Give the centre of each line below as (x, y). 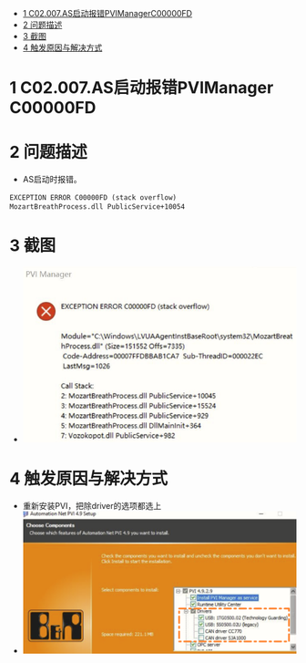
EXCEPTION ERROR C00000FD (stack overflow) (93, 198)
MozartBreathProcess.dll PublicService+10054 (97, 207)
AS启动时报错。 (52, 180)
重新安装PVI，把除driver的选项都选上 (92, 505)
